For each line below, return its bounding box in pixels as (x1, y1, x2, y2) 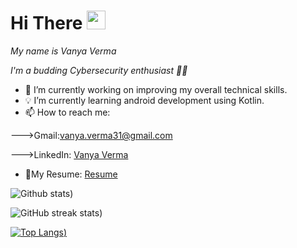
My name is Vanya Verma (10, 45, 117, 57)
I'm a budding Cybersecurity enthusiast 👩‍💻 (10, 64, 188, 76)
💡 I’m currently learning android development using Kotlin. (24, 94, 265, 106)
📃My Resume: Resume (24, 168, 118, 180)
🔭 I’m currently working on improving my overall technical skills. (24, 83, 288, 95)
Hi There (10, 12, 83, 35)
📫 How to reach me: (24, 106, 111, 118)
